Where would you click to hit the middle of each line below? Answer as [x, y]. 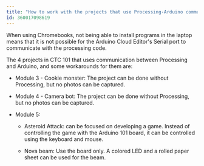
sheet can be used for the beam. [65, 157]
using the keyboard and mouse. [64, 139]
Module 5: [28, 114]
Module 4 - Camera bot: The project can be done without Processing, [102, 96]
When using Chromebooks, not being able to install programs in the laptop [99, 35]
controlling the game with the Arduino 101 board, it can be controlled [110, 133]
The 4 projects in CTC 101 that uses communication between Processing [97, 60]
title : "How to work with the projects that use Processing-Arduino [95, 12]
